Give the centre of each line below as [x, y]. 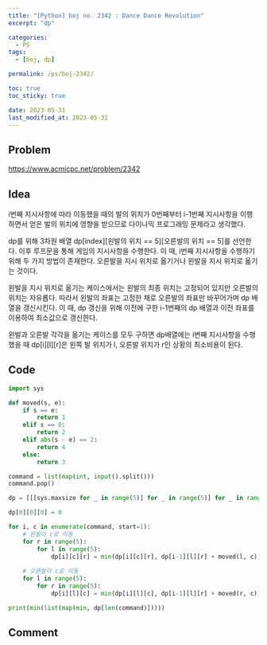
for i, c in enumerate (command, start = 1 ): [79, 527]
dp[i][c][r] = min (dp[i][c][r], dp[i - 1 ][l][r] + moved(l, [149, 557]
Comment [33, 633]
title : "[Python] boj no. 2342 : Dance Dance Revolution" [106, 16]
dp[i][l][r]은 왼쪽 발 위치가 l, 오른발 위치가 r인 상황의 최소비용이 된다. [137, 344]
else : [32, 455]
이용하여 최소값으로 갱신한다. [53, 318]
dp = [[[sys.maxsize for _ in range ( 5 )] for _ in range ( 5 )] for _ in [126, 498]
